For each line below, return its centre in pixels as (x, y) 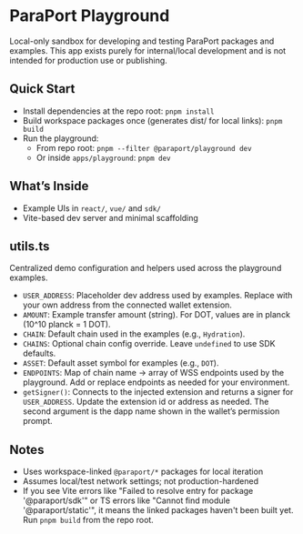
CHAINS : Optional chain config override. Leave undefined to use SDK (149, 344)
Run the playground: (61, 138)
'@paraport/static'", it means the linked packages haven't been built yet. (158, 510)
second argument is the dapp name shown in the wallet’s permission (151, 411)
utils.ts (30, 246)
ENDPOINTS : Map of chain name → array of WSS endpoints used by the (153, 373)
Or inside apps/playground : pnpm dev (103, 157)
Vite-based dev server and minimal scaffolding (110, 217)
